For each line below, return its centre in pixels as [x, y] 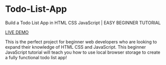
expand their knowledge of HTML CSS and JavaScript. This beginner [76, 47]
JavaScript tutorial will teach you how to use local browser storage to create [83, 52]
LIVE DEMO [17, 32]
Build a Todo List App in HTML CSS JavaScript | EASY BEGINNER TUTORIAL [83, 23]
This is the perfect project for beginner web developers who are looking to [81, 42]
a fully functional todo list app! [36, 57]
